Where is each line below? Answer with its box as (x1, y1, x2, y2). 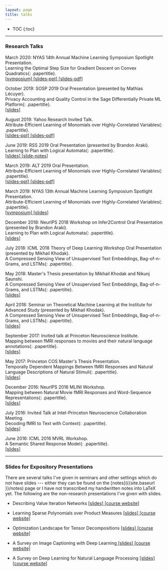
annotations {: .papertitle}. (5, 343, 58, 349)
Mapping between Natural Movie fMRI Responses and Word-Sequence (5, 389, 151, 395)
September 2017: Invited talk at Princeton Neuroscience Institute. (5, 332, 139, 338)
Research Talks (5, 43, 43, 50)
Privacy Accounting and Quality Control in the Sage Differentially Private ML (5, 96, 161, 102)
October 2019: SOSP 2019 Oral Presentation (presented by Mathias (5, 85, 143, 91)
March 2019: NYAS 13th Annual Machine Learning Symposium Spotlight (5, 188, 152, 194)
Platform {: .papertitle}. (5, 101, 51, 107)
